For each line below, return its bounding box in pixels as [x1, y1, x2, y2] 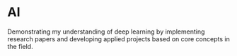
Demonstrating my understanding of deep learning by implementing [7, 27, 205, 36]
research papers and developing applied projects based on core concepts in [7, 34, 230, 43]
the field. [7, 42, 33, 50]
